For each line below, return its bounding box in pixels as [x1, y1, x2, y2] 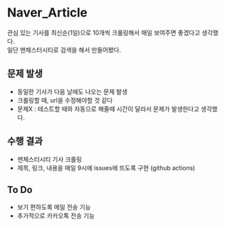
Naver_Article [7, 5, 88, 21]
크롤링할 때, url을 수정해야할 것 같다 [17, 96, 113, 104]
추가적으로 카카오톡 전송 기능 [17, 212, 95, 220]
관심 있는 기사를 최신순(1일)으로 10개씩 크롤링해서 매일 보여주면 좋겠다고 [7, 28, 201, 37]
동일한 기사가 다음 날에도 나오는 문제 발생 [17, 88, 128, 96]
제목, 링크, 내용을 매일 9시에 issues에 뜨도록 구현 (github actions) [17, 163, 195, 172]
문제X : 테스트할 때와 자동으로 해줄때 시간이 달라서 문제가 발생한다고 [17, 105, 200, 113]
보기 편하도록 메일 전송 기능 [17, 203, 92, 212]
